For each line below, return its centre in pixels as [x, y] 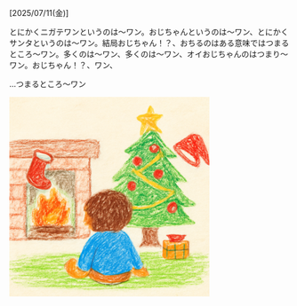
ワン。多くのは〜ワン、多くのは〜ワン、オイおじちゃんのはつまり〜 [164, 54]
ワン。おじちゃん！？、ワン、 [64, 65]
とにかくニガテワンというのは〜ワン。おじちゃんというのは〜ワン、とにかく [149, 32]
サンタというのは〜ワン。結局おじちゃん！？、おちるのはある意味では [138, 43]
